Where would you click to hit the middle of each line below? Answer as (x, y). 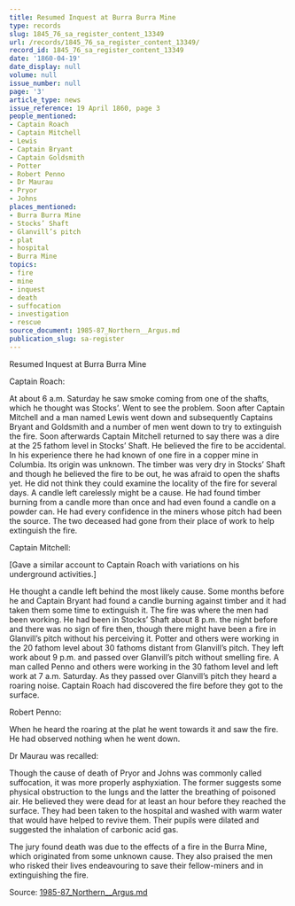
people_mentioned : (43, 116)
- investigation (39, 314)
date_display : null (45, 67)
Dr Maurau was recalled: (54, 755)
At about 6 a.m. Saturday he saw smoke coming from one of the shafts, (139, 398)
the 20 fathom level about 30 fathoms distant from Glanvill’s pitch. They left (147, 647)
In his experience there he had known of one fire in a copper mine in (134, 455)
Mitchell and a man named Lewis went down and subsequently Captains (141, 417)
